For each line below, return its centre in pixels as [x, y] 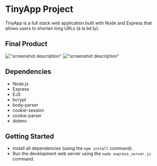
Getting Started [30, 136]
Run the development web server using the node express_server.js [82, 154]
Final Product [26, 44]
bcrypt [19, 99]
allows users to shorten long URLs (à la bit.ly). [52, 28]
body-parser [25, 105]
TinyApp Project [39, 9]
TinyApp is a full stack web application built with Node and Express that [78, 23]
